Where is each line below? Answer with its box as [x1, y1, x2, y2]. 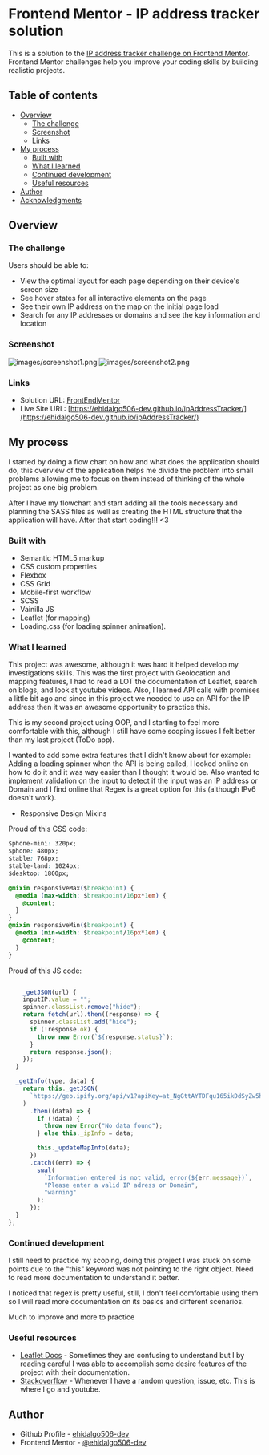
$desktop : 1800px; [8, 869, 70, 877]
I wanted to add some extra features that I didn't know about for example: [8, 751, 251, 760]
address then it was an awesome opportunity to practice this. [8, 703, 211, 712]
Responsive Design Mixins [19, 809, 107, 818]
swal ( [37, 1166, 56, 1174]
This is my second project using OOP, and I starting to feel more [8, 718, 219, 727]
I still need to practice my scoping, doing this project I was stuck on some [8, 1256, 251, 1266]
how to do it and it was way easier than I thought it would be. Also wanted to [8, 768, 260, 777]
